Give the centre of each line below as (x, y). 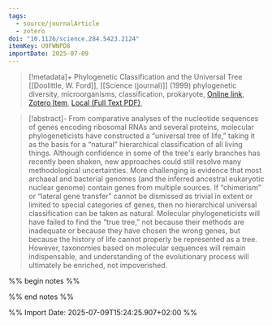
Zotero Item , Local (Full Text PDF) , (86, 103)
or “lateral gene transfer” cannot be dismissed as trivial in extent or (140, 196)
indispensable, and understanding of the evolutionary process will (138, 256)
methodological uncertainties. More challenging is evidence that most (145, 170)
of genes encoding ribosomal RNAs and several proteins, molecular (141, 127)
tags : (17, 16)
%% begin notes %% (44, 281)
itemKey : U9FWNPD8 (39, 46)
